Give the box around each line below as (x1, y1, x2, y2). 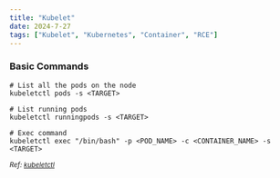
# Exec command (9, 128, 67, 137)
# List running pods (9, 104, 88, 114)
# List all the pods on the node (9, 81, 137, 90)
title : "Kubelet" (9, 13, 76, 23)
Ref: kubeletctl (9, 160, 55, 169)
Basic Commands (9, 60, 89, 73)
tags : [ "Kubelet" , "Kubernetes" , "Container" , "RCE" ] (9, 30, 219, 39)
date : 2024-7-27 (9, 22, 71, 31)
